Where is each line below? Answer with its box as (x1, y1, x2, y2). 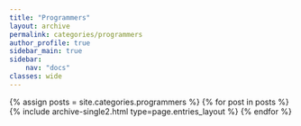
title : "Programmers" (9, 13, 91, 22)
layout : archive (9, 22, 70, 31)
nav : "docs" (25, 64, 70, 73)
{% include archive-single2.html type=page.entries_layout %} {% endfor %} (9, 105, 293, 117)
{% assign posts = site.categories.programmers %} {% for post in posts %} (9, 96, 290, 107)
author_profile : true (9, 38, 91, 48)
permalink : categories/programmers (9, 30, 143, 39)
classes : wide (9, 72, 63, 81)
